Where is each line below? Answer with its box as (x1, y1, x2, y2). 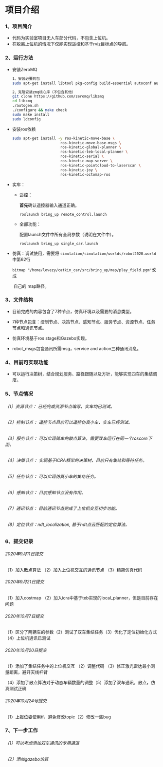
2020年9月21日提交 (5, 579, 44, 585)
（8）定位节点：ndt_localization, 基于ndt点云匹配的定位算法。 (5, 522, 130, 527)
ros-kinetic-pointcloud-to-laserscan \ (60, 163, 141, 168)
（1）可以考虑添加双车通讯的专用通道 (5, 740, 79, 746)
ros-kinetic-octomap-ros (60, 172, 110, 177)
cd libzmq (12, 98, 33, 104)
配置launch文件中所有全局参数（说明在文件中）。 (19, 231, 116, 237)
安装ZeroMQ (12, 66, 37, 72)
